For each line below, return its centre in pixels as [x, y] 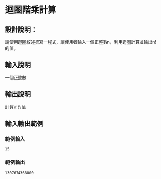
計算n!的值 [16, 107]
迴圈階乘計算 [31, 10]
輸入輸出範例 [24, 124]
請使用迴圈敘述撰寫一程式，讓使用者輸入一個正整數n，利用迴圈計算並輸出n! [81, 42]
